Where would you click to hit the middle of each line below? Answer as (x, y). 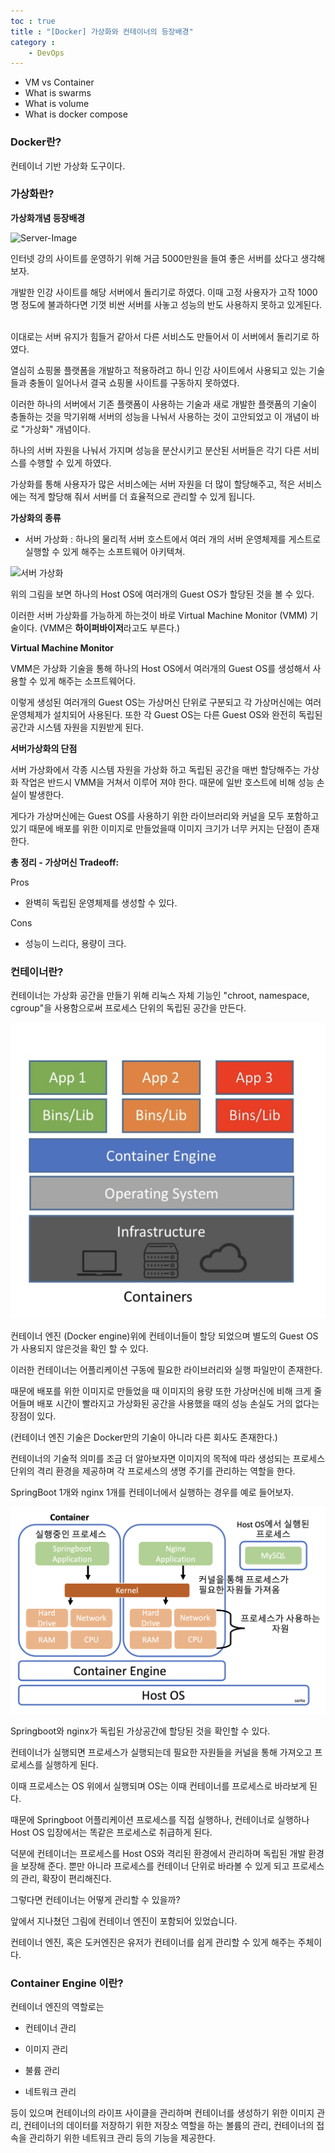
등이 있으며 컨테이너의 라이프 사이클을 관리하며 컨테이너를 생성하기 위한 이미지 (162, 2113)
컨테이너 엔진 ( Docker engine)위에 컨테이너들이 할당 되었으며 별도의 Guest (157, 1336)
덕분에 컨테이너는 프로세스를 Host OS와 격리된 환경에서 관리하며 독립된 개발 (158, 1853)
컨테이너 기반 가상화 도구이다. (68, 166)
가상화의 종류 (36, 517)
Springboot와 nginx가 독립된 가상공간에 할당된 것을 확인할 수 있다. (140, 1731)
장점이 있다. (33, 1416)
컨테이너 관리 (50, 2028)
